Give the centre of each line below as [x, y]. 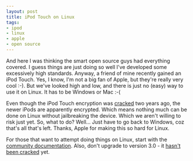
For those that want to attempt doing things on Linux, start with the [87, 139]
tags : [13, 22]
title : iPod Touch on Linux [40, 17]
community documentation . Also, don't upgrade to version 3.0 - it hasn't [93, 145]
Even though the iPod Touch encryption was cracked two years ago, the [93, 103]
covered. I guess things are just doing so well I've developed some [87, 67]
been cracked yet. [28, 152]
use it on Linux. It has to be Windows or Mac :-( [63, 92]
